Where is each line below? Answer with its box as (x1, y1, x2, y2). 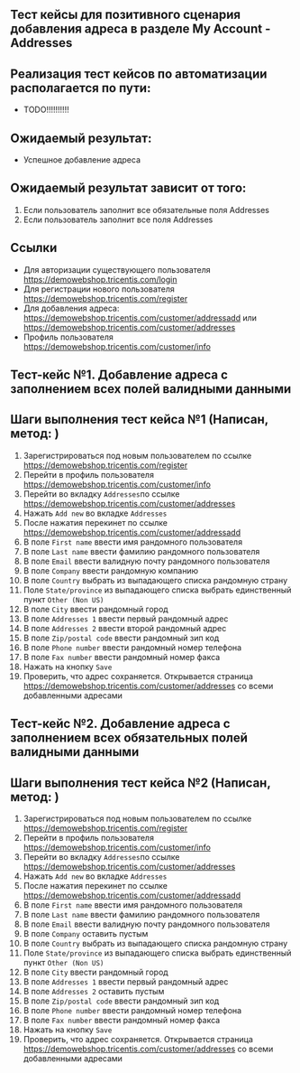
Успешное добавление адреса (23, 154, 141, 165)
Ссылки (10, 240, 58, 256)
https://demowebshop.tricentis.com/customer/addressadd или (23, 312, 258, 323)
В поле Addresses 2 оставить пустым (23, 986, 165, 997)
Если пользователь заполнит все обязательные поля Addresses (23, 204, 269, 215)
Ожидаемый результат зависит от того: (10, 181, 247, 196)
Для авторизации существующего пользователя (23, 264, 211, 275)
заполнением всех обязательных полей (10, 731, 249, 746)
